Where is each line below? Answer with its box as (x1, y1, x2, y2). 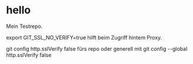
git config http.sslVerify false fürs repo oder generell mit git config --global (6, 45, 188, 52)
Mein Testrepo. (6, 23, 43, 30)
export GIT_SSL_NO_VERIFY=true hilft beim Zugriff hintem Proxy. (6, 34, 162, 41)
